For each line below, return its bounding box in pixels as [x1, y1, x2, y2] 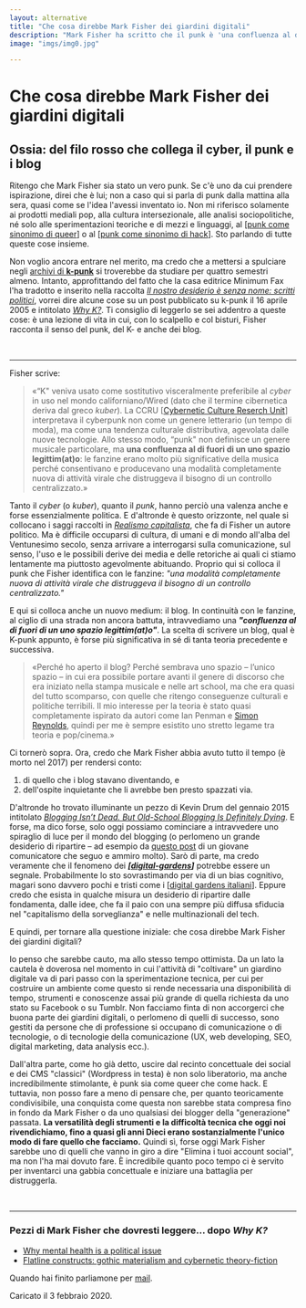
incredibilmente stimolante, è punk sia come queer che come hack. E [9, 1078, 269, 1089]
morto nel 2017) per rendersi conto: [9, 757, 143, 768]
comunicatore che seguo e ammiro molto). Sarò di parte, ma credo [9, 851, 260, 862]
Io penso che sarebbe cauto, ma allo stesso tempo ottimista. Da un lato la [9, 954, 285, 965]
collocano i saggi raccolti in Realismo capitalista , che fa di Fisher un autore [9, 519, 291, 530]
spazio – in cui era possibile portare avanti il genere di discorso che [31, 672, 285, 683]
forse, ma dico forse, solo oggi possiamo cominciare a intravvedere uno [9, 821, 280, 832]
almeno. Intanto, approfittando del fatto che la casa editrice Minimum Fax [9, 276, 284, 287]
